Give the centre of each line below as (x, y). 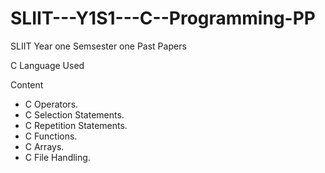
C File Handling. (57, 157)
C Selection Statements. (74, 114)
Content (27, 84)
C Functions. (51, 136)
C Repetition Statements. (76, 125)
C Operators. (51, 104)
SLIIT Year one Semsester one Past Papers (98, 46)
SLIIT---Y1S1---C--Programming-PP (163, 18)
